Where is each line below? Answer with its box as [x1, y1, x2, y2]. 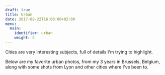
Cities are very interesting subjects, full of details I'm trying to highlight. [5, 48, 153, 55]
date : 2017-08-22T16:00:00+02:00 [5, 16, 75, 21]
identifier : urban [14, 30, 53, 35]
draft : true [5, 7, 30, 12]
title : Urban [5, 12, 33, 17]
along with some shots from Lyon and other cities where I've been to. [5, 63, 148, 70]
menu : [5, 21, 17, 26]
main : [10, 26, 22, 31]
